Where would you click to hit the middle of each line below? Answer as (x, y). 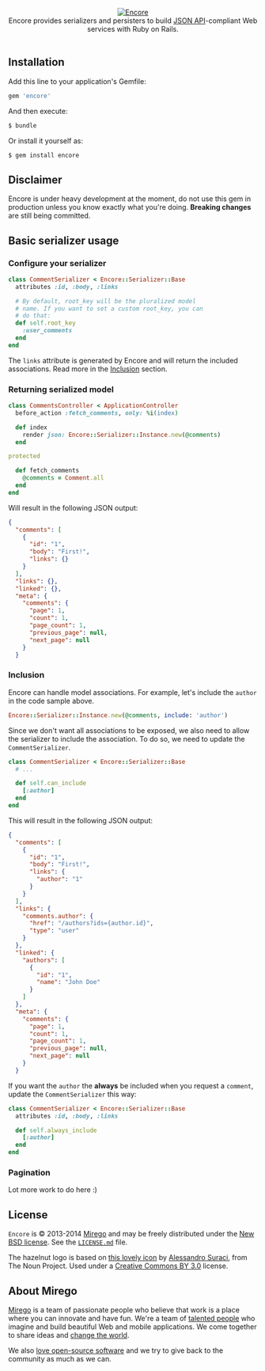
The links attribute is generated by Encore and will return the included (123, 360)
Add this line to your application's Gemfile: (77, 81)
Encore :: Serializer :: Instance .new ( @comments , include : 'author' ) (118, 715)
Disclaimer (35, 179)
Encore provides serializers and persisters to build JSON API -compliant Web (133, 21)
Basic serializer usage (64, 240)
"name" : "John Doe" (69, 982)
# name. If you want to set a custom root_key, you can (109, 309)
